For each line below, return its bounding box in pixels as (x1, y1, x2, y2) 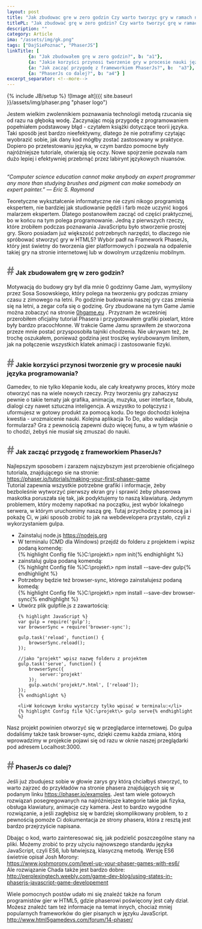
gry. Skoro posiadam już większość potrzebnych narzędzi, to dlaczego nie (7, 230, 191, 237)
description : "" (7, 25, 47, 32)
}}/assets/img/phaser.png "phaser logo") (7, 99, 108, 106)
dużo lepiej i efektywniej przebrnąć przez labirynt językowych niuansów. (7, 155, 186, 162)
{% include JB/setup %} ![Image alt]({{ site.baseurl (7, 93, 132, 100)
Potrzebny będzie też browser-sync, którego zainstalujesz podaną (18, 577, 182, 584)
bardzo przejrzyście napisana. (7, 823, 82, 830)
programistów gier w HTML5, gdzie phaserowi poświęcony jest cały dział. (7, 897, 189, 904)
